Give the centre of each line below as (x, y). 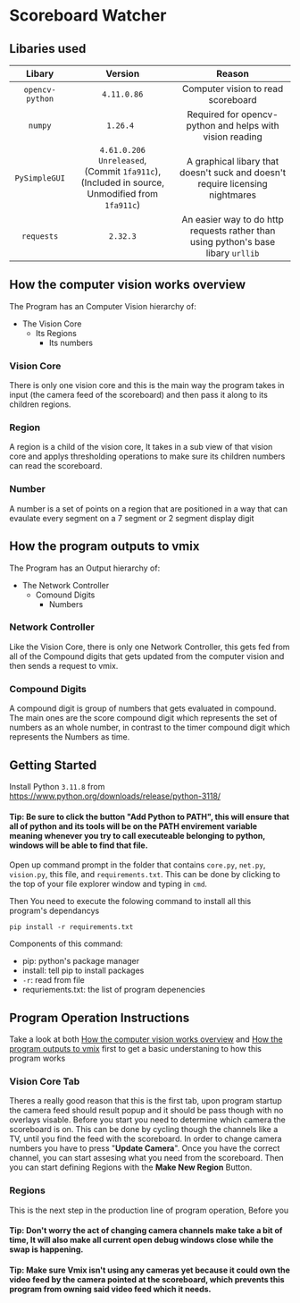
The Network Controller (66, 585)
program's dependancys (54, 911)
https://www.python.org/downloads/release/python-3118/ (115, 796)
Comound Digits (65, 595)
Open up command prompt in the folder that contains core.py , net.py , (137, 865)
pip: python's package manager (81, 961)
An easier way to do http (233, 220)
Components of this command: (66, 943)
